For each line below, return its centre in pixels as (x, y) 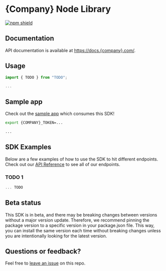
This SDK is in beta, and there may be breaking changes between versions (81, 215)
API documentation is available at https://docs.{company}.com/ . (70, 50)
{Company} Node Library (58, 9)
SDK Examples (28, 147)
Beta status (23, 203)
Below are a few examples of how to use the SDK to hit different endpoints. (82, 159)
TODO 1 (14, 177)
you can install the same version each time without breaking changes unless (83, 230)
